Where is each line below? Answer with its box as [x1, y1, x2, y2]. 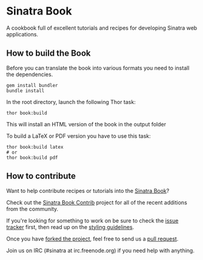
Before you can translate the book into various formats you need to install [6, 64, 190, 71]
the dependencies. [6, 71, 53, 78]
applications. [6, 30, 38, 37]
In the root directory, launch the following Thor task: [6, 98, 136, 105]
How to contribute [6, 171, 76, 181]
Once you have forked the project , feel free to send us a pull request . [6, 235, 179, 242]
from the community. [6, 205, 59, 212]
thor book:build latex [6, 144, 64, 150]
